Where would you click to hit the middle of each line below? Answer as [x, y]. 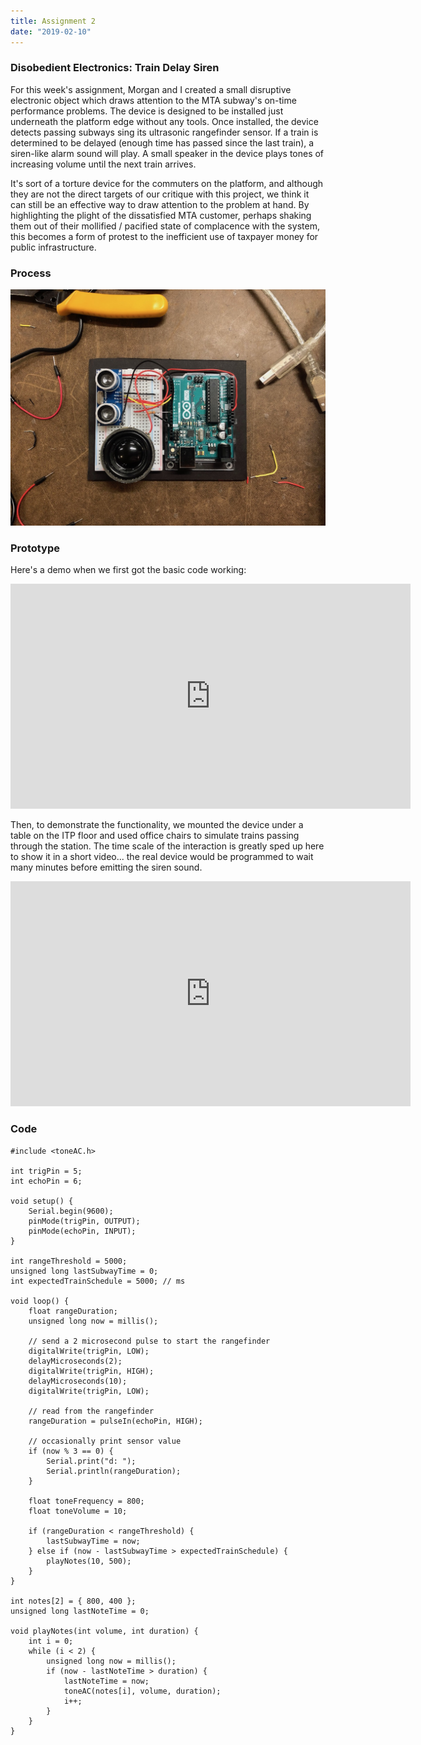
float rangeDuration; [73, 1311]
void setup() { [42, 1201]
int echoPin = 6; [46, 1181]
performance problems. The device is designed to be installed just [147, 111]
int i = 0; [51, 1641]
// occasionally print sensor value [105, 1441]
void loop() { [40, 1301]
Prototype [35, 548]
